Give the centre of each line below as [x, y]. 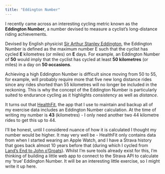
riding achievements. [26, 34]
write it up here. [21, 166]
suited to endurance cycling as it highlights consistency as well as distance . [82, 95]
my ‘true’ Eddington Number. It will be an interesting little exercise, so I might [82, 161]
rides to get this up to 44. [31, 120]
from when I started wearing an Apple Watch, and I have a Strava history [79, 140]
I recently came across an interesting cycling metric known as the [71, 24]
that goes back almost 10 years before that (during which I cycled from [77, 145]
